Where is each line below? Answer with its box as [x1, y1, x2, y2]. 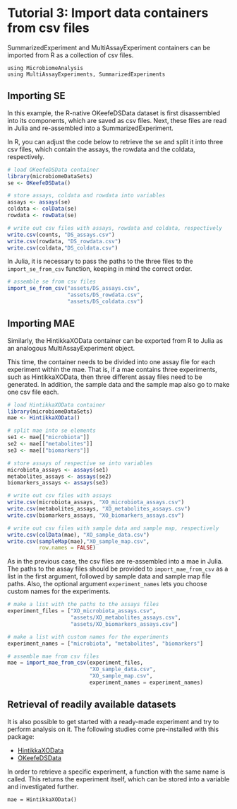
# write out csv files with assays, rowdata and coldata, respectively [7, 224, 222, 231]
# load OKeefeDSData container [7, 166, 99, 173]
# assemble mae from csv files [7, 653, 99, 660]
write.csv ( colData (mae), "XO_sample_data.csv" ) [7, 531, 150, 538]
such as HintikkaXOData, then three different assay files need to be [7, 373, 202, 381]
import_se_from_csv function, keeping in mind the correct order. [7, 264, 193, 273]
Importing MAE [7, 318, 75, 330]
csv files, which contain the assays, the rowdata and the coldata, [7, 145, 195, 153]
